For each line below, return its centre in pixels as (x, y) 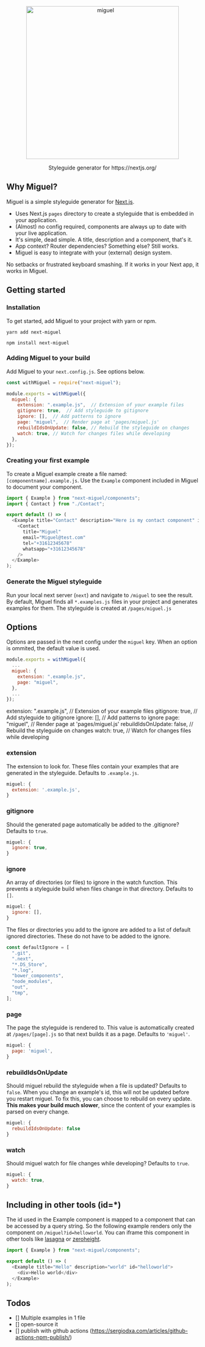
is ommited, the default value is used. (53, 648)
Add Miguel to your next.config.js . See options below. (76, 371)
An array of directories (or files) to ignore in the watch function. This (92, 882)
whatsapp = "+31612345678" (54, 549)
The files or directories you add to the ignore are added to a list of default (99, 930)
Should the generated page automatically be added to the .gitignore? (93, 824)
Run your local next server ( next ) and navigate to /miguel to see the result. (100, 595)
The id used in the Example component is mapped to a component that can (101, 1220)
